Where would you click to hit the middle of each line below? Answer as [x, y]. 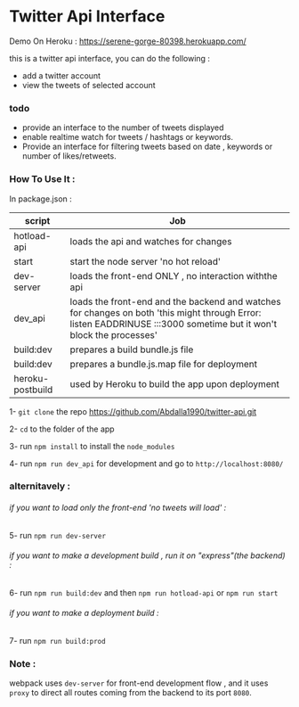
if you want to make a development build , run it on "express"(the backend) [148, 555]
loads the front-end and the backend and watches [176, 301]
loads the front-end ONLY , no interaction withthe [174, 275]
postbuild [33, 390]
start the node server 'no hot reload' [145, 261]
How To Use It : [42, 179]
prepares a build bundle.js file [132, 349]
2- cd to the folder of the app [62, 429]
